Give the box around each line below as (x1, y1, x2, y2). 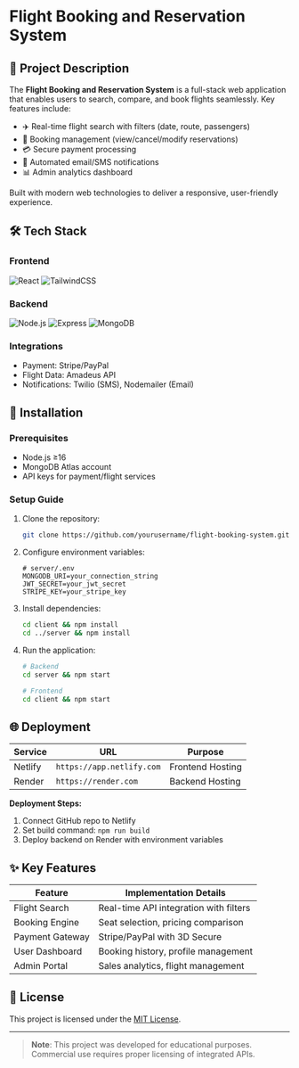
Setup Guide (9, 493, 64, 505)
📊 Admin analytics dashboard (21, 167, 133, 177)
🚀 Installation (9, 405, 84, 420)
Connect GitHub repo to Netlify (21, 816, 136, 826)
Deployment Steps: (9, 798, 82, 809)
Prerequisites (9, 431, 69, 444)
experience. (9, 197, 53, 207)
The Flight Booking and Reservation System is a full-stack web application (9, 85, 287, 94)
